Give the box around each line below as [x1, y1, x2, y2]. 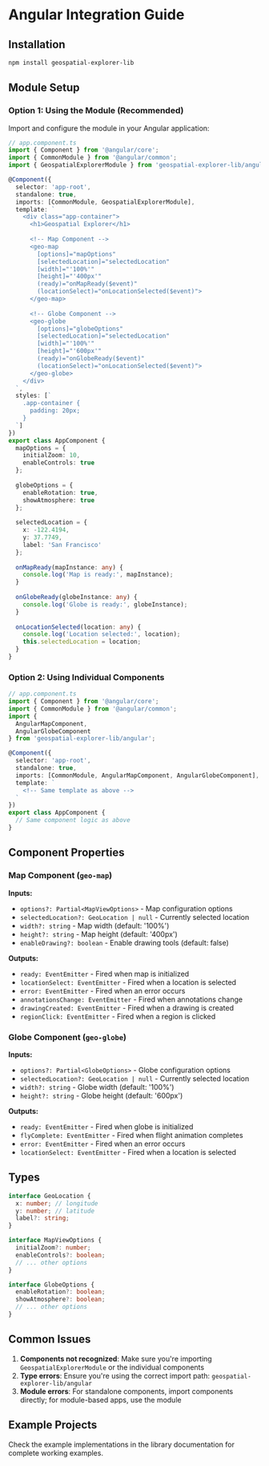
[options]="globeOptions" [37, 325, 124, 333]
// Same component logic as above [15, 816, 130, 824]
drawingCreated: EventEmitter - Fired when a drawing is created [19, 1002, 235, 1012]
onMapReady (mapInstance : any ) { [15, 563, 124, 571]
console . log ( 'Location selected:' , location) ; [22, 630, 181, 638]
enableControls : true [22, 459, 94, 467]
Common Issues [8, 1333, 91, 1347]
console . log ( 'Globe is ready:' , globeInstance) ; [22, 600, 188, 609]
